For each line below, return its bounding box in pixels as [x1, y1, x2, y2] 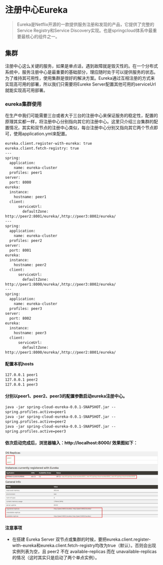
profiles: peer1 [9, 171, 42, 175]
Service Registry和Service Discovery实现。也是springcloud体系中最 [16, 27, 153, 33]
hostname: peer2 [14, 263, 47, 268]
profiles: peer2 [9, 239, 42, 243]
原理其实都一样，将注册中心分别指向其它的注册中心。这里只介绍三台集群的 [5, 119, 154, 124]
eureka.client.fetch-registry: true [5, 146, 79, 151]
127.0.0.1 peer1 [5, 373, 38, 377]
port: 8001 [9, 248, 32, 253]
